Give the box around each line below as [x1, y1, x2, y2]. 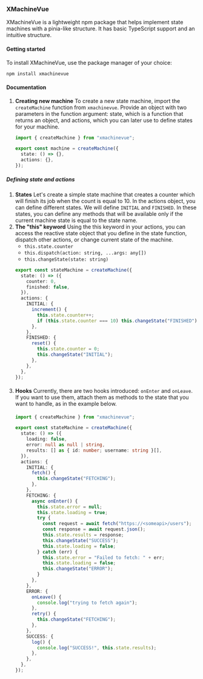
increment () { [31, 307, 67, 313]
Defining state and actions [6, 175, 75, 183]
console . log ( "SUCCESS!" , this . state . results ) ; [37, 644, 157, 651]
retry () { [31, 611, 56, 617]
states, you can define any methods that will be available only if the [15, 210, 184, 217]
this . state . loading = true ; [37, 509, 108, 515]
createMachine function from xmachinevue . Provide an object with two [15, 104, 187, 111]
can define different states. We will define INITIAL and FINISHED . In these [15, 204, 197, 211]
